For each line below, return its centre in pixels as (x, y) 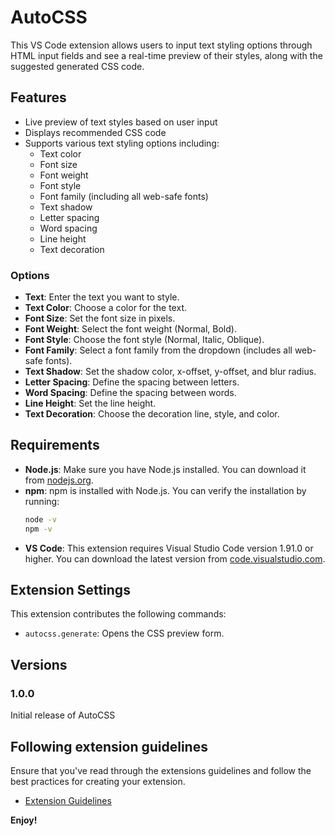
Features (38, 97)
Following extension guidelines (109, 746)
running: (42, 501)
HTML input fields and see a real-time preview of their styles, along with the (166, 55)
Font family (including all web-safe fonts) (124, 196)
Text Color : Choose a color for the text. (105, 308)
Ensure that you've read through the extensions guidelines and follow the (161, 770)
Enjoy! (24, 820)
